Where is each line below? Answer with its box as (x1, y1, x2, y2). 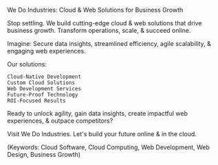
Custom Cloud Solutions (7, 79, 76, 86)
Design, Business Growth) (7, 151, 81, 158)
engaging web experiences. (7, 47, 86, 55)
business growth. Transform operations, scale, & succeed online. (7, 27, 191, 34)
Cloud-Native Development (7, 73, 81, 80)
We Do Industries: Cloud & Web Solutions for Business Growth (7, 6, 184, 14)
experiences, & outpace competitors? (7, 116, 113, 125)
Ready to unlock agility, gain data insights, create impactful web (7, 110, 188, 117)
